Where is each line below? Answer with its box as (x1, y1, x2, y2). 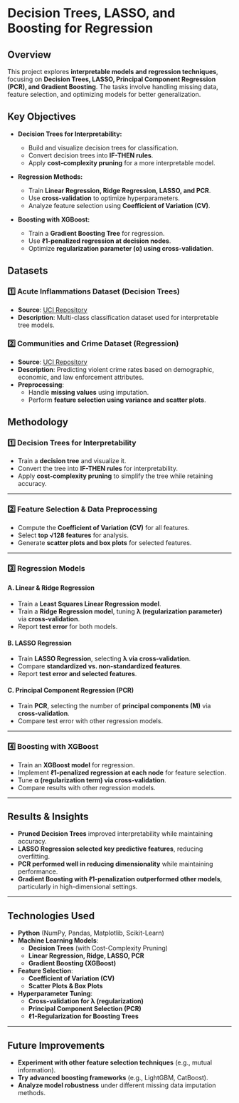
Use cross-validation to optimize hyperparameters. (28, 194, 180, 202)
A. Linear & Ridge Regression (7, 584, 95, 592)
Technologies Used (7, 910, 95, 922)
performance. (17, 867, 58, 876)
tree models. (17, 321, 55, 329)
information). (17, 1066, 56, 1074)
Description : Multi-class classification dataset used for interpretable (17, 313, 219, 321)
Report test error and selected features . (17, 670, 137, 678)
